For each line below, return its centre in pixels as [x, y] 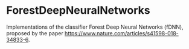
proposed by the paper [35, 33]
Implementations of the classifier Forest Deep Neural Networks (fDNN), [95, 27]
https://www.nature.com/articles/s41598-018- [122, 33]
